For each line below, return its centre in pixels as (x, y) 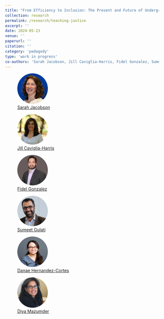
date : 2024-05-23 (23, 31)
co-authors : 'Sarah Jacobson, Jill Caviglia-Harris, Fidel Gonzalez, (77, 62)
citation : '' (18, 46)
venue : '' (15, 36)
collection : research (27, 15)
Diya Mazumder (33, 311)
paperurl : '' (18, 41)
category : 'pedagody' (27, 51)
